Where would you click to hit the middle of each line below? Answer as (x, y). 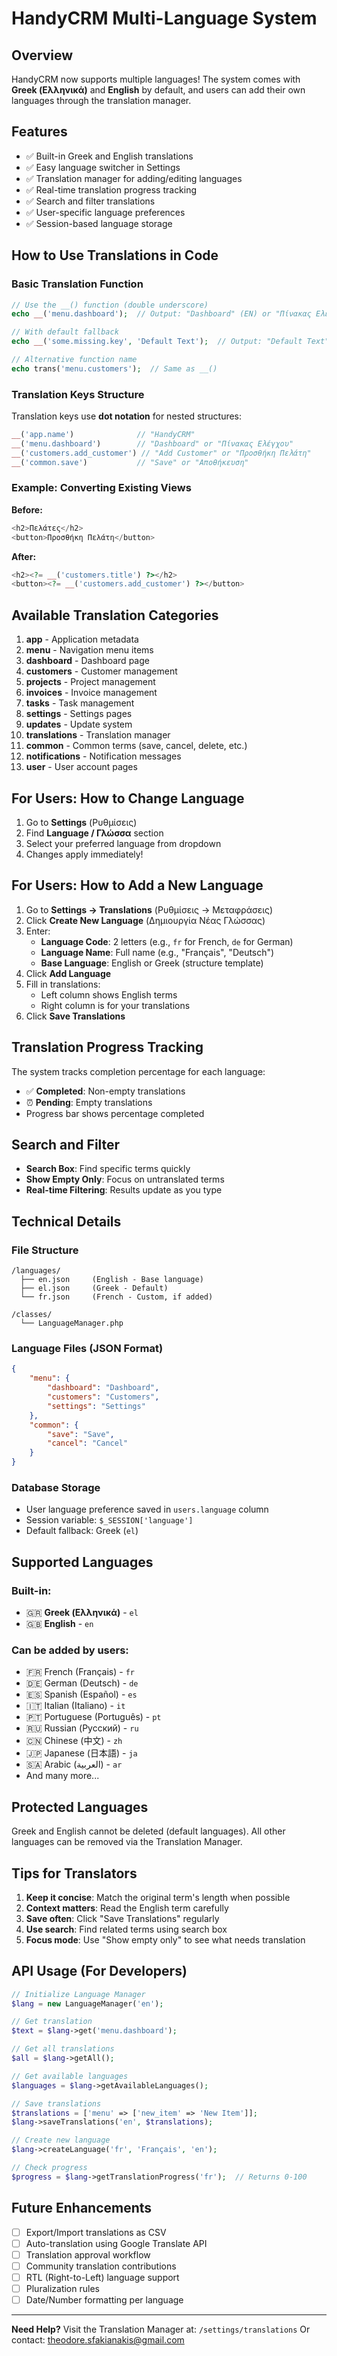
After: (24, 556)
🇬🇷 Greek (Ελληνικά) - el (82, 1612)
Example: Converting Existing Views (101, 488)
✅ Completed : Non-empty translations (105, 1091)
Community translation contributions (101, 2266)
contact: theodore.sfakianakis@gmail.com (98, 2340)
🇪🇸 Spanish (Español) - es (81, 1694)
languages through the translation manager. (101, 100)
